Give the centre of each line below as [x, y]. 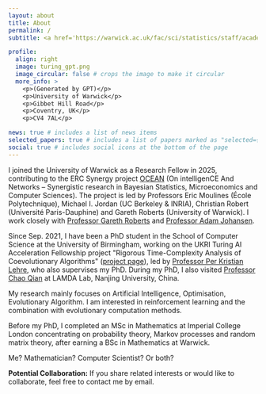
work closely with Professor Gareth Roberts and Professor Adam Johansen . [131, 220]
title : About [30, 23]
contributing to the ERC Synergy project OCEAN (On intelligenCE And [121, 178]
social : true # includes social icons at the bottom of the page [118, 147]
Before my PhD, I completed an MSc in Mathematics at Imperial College [125, 325]
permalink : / [30, 30]
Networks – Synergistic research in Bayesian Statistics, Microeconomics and [133, 186]
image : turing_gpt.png [53, 67]
